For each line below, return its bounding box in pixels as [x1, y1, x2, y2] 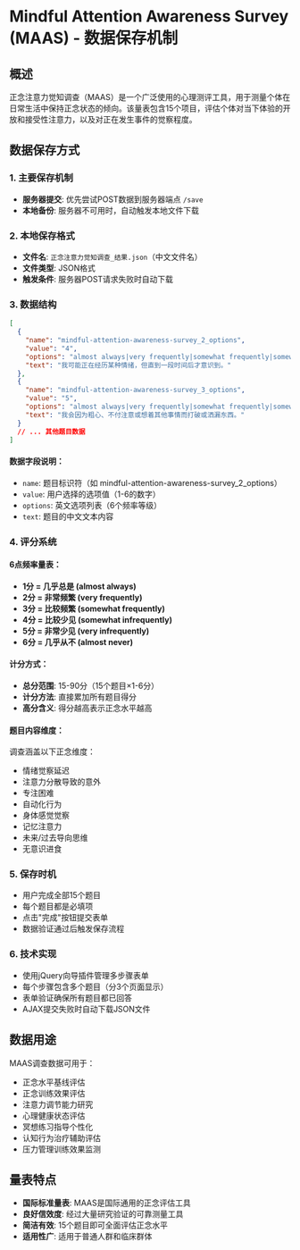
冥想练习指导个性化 [21, 1121, 94, 1132]
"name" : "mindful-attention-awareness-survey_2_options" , [25, 336, 246, 345]
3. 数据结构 [9, 298, 57, 310]
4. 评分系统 [9, 535, 57, 548]
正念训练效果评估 [21, 1087, 86, 1098]
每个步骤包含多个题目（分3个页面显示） [21, 981, 169, 992]
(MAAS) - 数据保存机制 [9, 29, 179, 48]
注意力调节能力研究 [21, 1099, 94, 1110]
